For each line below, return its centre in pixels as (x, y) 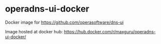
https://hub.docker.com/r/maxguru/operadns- (110, 31)
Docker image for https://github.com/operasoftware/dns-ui (64, 22)
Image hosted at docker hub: (34, 31)
